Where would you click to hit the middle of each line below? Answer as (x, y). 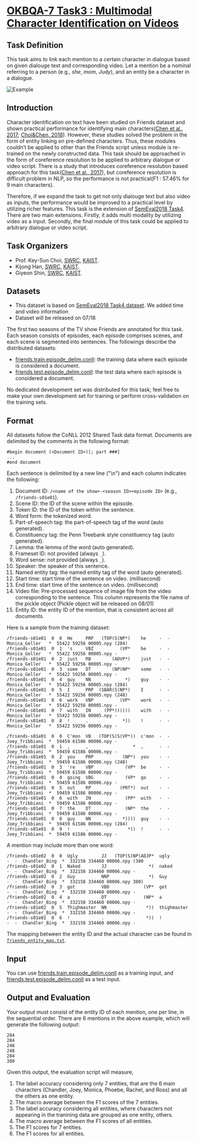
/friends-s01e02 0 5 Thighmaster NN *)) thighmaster (98, 908)
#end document (24, 463)
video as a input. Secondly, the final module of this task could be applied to (98, 221)
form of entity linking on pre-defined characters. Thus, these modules (91, 141)
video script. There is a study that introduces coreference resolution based (97, 166)
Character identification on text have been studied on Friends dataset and (96, 122)
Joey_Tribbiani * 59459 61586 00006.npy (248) (67, 762)
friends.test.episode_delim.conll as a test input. (64, 979)
